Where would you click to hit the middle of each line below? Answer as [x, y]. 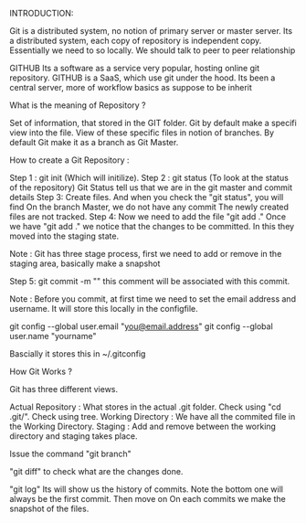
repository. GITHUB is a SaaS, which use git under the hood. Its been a [142, 78]
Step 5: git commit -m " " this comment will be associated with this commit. [150, 281]
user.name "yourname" [53, 336]
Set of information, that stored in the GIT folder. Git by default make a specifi [153, 123]
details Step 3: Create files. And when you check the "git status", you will [147, 197]
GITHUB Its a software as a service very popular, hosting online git [135, 68]
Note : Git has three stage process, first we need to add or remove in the [146, 254]
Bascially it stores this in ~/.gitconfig [78, 354]
